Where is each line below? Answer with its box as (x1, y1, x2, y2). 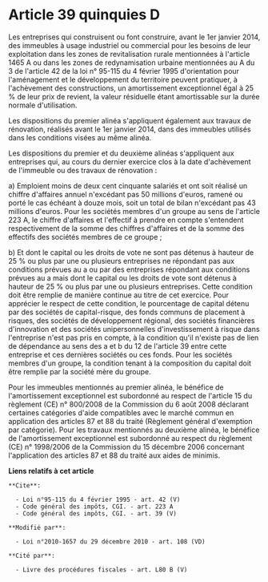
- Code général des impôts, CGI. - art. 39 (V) (15, 509, 178, 518)
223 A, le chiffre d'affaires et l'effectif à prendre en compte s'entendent (8, 215, 244, 224)
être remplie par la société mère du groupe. (8, 366, 152, 376)
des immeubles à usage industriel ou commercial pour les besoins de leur (8, 40, 251, 50)
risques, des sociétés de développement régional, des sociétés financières (8, 315, 255, 325)
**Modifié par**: (8, 523, 66, 531)
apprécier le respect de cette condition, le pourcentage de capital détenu (8, 298, 250, 308)
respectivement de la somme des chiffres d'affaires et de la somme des (8, 223, 245, 233)
